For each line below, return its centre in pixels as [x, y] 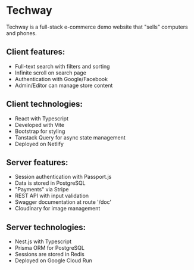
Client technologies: [45, 104]
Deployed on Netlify [39, 144]
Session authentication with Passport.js [63, 177]
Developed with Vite [39, 125]
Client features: [36, 52]
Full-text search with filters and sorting [62, 66]
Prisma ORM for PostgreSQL [50, 248]
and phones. [21, 33]
